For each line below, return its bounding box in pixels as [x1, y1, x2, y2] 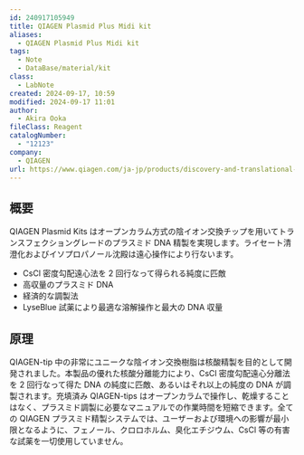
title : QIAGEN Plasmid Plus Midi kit [9, 22, 152, 31]
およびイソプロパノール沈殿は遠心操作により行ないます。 [24, 249, 239, 260]
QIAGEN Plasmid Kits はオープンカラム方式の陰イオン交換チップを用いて [9, 226, 279, 237]
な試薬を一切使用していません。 [9, 436, 128, 446]
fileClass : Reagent [9, 123, 83, 132]
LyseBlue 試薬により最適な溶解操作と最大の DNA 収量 [22, 302, 223, 313]
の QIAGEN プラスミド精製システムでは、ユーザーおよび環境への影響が [9, 413, 273, 423]
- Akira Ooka [17, 114, 67, 123]
